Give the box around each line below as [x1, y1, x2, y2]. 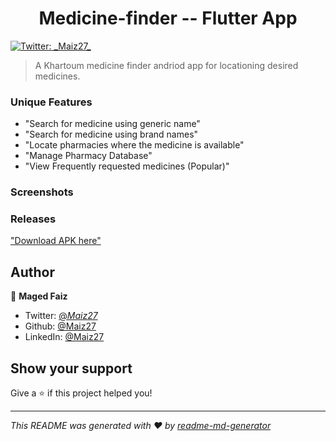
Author [10, 263, 55, 281]
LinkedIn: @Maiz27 [24, 331, 105, 343]
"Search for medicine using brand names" [24, 128, 199, 141]
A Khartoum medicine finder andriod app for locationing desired [34, 59, 299, 71]
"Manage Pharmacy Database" [24, 150, 153, 162]
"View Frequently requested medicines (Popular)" [24, 160, 230, 172]
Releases [10, 212, 57, 226]
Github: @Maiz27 [24, 320, 97, 332]
